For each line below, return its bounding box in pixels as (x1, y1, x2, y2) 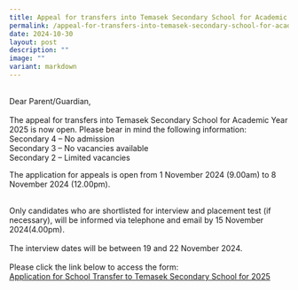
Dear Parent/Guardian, (9, 95, 91, 106)
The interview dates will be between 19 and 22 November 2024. (9, 242, 243, 253)
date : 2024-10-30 (9, 29, 74, 38)
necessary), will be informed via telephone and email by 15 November (9, 214, 264, 225)
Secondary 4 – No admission (9, 134, 115, 144)
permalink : (9, 21, 50, 30)
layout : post (9, 37, 58, 47)
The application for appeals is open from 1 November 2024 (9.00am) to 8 (9, 169, 277, 179)
